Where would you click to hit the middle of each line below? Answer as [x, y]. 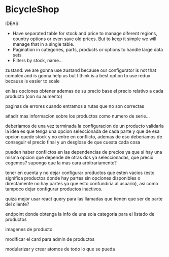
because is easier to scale [32, 81]
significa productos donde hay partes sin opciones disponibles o [73, 178]
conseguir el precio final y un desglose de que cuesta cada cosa [73, 142]
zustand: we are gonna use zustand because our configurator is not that [81, 70]
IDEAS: [12, 23]
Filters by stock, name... [38, 60]
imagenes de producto [29, 229]
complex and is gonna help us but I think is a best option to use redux [78, 75]
